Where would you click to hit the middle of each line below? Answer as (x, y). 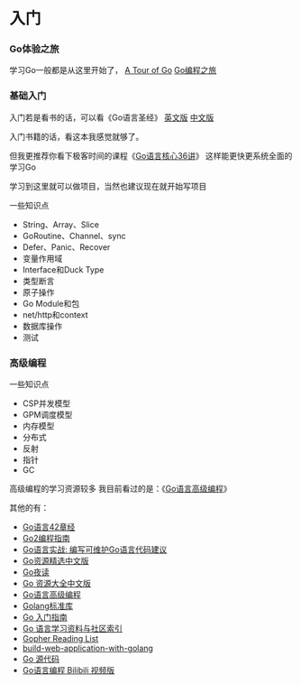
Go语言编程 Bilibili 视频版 (68, 670)
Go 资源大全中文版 (57, 584)
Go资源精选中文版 (55, 561)
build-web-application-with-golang (87, 648)
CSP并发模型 (46, 403)
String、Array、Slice (60, 224)
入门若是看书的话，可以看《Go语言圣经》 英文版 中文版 (112, 117)
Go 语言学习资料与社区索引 (73, 629)
